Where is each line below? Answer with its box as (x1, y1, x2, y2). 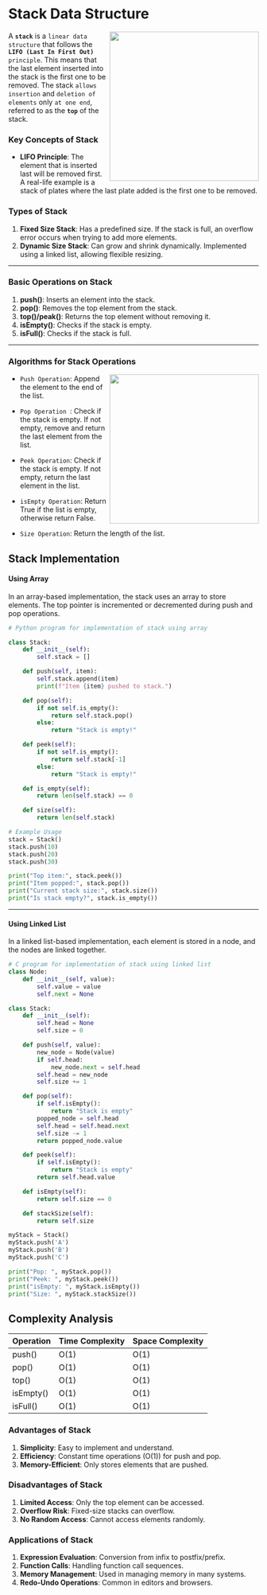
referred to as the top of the (8, 105, 99, 115)
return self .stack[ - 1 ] (50, 755, 126, 763)
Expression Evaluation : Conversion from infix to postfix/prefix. (19, 1553, 226, 1562)
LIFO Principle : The (19, 152, 84, 162)
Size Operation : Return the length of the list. (19, 528, 165, 538)
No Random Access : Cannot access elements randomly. (19, 1514, 206, 1524)
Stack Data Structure (8, 5, 149, 23)
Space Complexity (132, 1336, 204, 1347)
